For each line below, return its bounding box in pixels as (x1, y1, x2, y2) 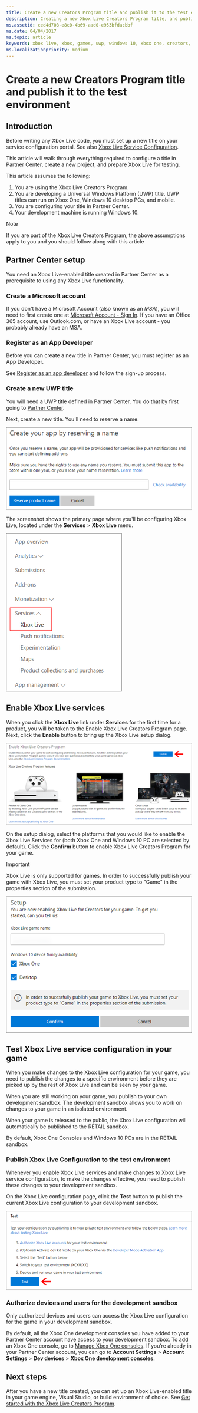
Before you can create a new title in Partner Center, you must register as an (6, 352, 189, 359)
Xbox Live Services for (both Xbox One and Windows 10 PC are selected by (6, 836, 190, 844)
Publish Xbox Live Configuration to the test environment (6, 1155, 171, 1164)
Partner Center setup (6, 255, 85, 265)
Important (6, 861, 30, 868)
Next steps (6, 1372, 47, 1382)
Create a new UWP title (6, 384, 74, 393)
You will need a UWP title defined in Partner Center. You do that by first (6, 398, 179, 405)
